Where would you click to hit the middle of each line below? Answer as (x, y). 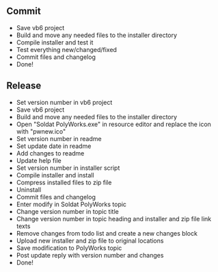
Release (24, 86)
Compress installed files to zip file (64, 182)
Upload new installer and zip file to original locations (90, 240)
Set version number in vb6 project (64, 102)
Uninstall (29, 189)
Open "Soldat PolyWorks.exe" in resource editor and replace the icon (113, 124)
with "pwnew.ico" (41, 131)
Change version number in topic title (67, 211)
